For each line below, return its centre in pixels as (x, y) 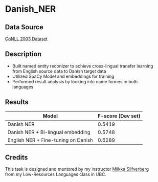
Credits (17, 158)
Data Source (24, 27)
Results (17, 102)
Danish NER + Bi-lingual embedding (49, 132)
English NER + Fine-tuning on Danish (50, 140)
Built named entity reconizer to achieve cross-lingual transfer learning (82, 66)
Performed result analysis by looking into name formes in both (75, 81)
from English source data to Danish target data (59, 71)
